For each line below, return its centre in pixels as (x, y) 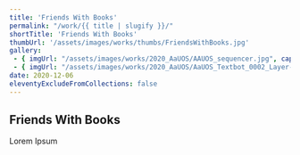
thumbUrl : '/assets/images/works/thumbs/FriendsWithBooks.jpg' (129, 42)
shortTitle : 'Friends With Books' (74, 34)
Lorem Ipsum (33, 141)
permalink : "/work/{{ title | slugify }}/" (92, 26)
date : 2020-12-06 (42, 76)
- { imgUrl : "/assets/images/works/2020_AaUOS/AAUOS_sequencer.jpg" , (145, 59)
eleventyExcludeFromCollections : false (83, 84)
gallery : (25, 51)
